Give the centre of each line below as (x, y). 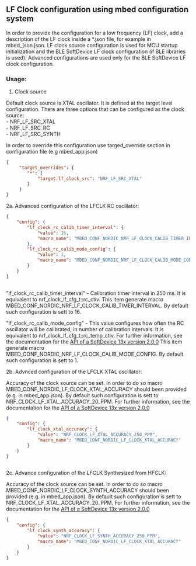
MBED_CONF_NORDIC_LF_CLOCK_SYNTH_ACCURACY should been (87, 491)
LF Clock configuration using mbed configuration (97, 10)
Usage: (17, 79)
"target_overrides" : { (47, 168)
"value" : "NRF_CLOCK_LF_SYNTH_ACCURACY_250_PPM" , (99, 536)
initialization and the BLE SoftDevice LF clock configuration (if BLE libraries (96, 51)
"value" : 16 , (53, 233)
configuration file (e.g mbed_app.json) (52, 152)
